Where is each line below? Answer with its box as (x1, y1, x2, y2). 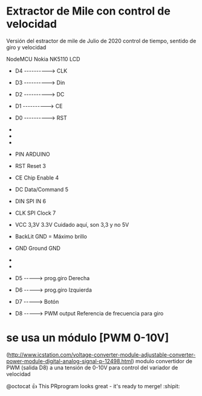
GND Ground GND (15, 244, 60, 252)
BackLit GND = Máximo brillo (15, 232, 88, 240)
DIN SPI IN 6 (15, 197, 47, 204)
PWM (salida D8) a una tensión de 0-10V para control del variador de (6, 364, 178, 371)
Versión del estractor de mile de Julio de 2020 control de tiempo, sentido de (6, 37, 197, 44)
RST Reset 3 (15, 162, 47, 169)
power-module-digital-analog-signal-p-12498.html (6, 357, 132, 364)
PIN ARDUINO (15, 150, 50, 158)
